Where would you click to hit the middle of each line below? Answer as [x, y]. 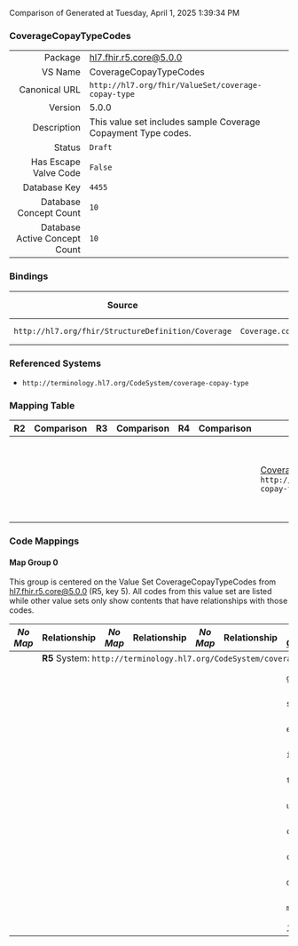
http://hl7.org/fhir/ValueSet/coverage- [176, 85]
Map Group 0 [34, 562]
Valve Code [57, 173]
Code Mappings [44, 541]
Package [63, 58]
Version [65, 107]
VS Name [61, 72]
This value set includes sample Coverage [175, 122]
